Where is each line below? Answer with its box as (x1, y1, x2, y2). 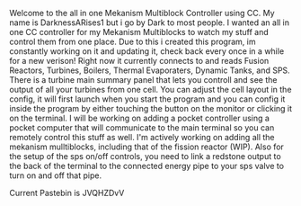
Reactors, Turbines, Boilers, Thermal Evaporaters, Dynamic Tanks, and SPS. (9, 65, 290, 76)
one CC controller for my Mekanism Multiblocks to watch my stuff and (9, 27, 270, 37)
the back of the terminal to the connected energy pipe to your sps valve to (9, 161, 285, 171)
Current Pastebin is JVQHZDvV (9, 188, 125, 198)
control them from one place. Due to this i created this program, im (9, 36, 256, 47)
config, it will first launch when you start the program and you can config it (9, 94, 286, 104)
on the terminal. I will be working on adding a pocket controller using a (9, 112, 270, 123)
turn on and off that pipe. (9, 170, 102, 181)
